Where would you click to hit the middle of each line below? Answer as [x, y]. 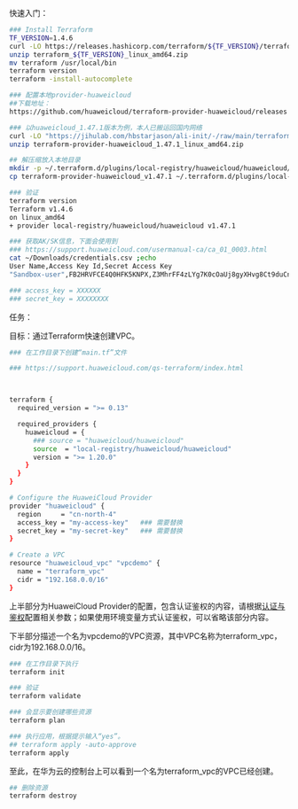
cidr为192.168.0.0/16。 [50, 647]
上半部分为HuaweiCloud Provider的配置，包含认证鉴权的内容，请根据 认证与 [147, 606]
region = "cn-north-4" [67, 514]
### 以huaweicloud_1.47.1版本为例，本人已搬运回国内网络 [106, 128]
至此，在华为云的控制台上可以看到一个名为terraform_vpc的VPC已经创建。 [144, 771]
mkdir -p [25, 168]
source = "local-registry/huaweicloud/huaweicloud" [132, 449]
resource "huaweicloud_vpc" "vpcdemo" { [85, 564]
